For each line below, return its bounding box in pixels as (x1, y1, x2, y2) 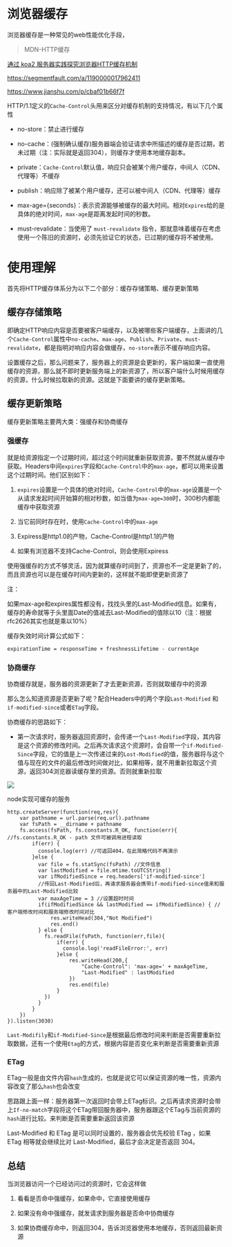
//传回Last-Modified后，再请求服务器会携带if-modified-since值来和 (37, 881, 220, 888)
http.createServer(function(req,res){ (7, 809, 119, 816)
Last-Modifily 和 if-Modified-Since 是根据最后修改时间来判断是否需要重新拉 (7, 1031, 221, 1039)
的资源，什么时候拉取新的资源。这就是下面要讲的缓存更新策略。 (7, 375, 188, 384)
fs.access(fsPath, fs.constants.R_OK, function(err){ (19, 827, 177, 834)
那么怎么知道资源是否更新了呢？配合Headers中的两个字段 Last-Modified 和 (7, 694, 219, 703)
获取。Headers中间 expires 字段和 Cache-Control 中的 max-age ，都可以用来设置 (7, 462, 224, 470)
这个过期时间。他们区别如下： (7, 470, 92, 478)
